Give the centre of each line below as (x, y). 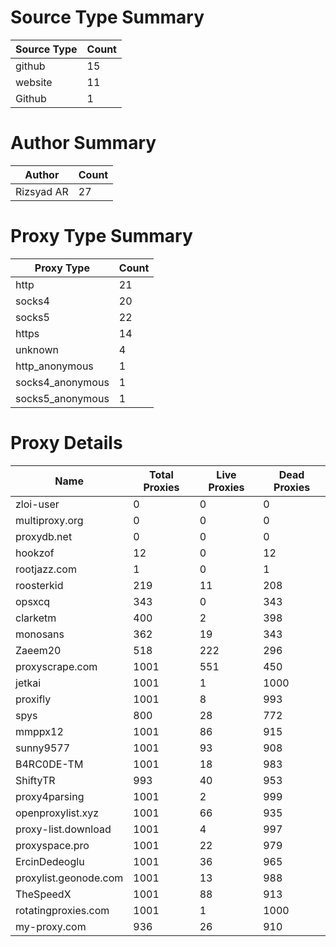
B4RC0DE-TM (49, 764)
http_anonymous (54, 366)
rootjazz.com (46, 569)
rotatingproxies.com (62, 910)
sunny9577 (43, 748)
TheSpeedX (43, 894)
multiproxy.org (49, 520)
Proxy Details (66, 443)
